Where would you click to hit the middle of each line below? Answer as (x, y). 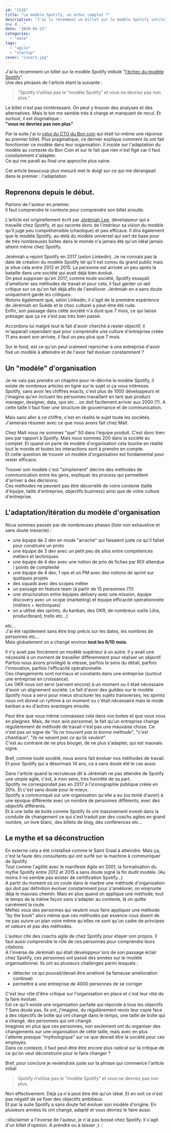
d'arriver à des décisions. (32, 480)
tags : (11, 43)
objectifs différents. (26, 806)
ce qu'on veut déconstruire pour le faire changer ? (58, 1053)
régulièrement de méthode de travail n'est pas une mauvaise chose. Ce (80, 727)
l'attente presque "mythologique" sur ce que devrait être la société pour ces (85, 1037)
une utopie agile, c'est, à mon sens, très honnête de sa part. (68, 779)
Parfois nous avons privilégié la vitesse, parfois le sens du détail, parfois (81, 662)
